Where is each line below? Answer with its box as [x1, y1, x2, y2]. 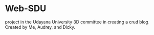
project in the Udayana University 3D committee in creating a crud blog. [5, 19, 150, 25]
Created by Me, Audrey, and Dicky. [5, 24, 76, 30]
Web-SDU [5, 3, 46, 14]
